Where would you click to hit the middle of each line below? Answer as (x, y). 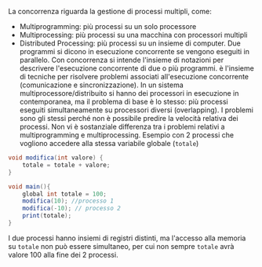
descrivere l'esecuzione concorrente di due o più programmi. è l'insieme (137, 68)
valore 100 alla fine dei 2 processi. (64, 254)
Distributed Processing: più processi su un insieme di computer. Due (130, 43)
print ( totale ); (47, 216)
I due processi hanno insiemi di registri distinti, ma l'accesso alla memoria (127, 238)
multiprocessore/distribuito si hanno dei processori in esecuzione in (129, 93)
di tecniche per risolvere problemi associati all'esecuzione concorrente (134, 77)
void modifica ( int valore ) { (56, 158)
